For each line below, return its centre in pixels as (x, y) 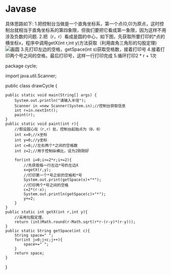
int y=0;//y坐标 (31, 140)
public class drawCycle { (31, 85)
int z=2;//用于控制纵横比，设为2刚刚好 (52, 151)
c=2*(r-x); (35, 190)
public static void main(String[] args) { (51, 95)
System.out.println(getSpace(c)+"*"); (65, 194)
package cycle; (21, 66)
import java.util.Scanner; (31, 76)
